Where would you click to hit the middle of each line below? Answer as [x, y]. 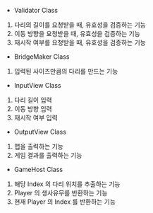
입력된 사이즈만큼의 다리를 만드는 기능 [66, 71]
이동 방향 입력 [33, 109]
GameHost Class [38, 169]
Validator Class [36, 10]
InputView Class [37, 85]
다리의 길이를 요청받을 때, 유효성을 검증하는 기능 [80, 25]
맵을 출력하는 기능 [38, 146]
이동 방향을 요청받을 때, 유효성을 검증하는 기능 [77, 34]
